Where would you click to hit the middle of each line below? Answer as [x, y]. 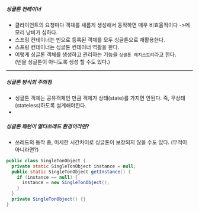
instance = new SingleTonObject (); [66, 183]
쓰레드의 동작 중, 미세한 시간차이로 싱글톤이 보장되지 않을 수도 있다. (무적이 [101, 142]
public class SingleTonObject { [46, 160]
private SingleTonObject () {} [49, 199]
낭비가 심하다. [42, 32]
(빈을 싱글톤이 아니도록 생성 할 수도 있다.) [62, 61]
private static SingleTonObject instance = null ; [74, 166]
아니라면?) [27, 149]
